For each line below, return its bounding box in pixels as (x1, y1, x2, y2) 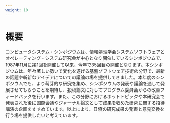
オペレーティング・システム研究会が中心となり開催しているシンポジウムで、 (5, 55, 165, 61)
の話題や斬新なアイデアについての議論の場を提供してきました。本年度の (5, 74, 156, 80)
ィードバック (5, 93, 32, 99)
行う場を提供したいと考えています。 (5, 112, 80, 118)
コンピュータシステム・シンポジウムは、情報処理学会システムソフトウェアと (5, 49, 165, 55)
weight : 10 (5, 7, 28, 13)
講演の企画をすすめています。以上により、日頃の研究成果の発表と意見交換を (5, 106, 165, 112)
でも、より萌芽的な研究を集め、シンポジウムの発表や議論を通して (22, 80, 161, 86)
